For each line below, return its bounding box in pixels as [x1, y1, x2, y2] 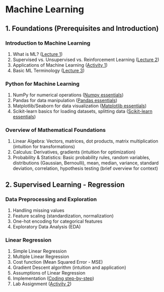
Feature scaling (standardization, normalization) [12, 213, 114, 219]
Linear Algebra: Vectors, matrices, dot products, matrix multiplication [12, 138, 159, 144]
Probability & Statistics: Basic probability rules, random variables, [12, 154, 150, 161]
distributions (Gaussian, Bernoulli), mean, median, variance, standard [12, 160, 159, 166]
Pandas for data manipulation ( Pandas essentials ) [12, 98, 118, 104]
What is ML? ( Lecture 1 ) [12, 51, 63, 57]
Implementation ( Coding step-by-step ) [12, 276, 94, 282]
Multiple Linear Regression [12, 254, 69, 260]
